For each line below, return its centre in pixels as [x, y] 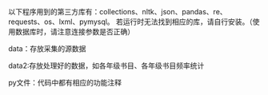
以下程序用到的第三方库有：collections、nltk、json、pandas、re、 [118, 12]
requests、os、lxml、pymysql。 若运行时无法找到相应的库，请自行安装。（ [131, 22]
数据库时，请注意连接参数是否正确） [74, 32]
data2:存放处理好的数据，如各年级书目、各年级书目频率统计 [106, 65]
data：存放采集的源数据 [47, 49]
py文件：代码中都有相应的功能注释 [65, 83]
